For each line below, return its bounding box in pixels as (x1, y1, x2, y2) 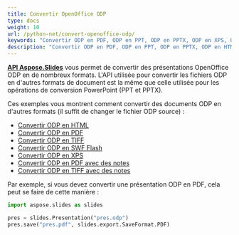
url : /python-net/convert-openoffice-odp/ (7, 30, 135, 38)
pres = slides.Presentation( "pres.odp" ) (7, 214, 129, 221)
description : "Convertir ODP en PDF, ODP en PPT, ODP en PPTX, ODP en (7, 43, 221, 51)
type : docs (7, 17, 40, 24)
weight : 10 (7, 23, 40, 31)
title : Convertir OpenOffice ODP (7, 10, 107, 18)
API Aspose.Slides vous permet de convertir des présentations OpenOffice (7, 63, 229, 71)
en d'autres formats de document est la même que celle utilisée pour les (7, 78, 220, 86)
